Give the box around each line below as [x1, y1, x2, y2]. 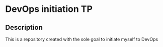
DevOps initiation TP [5, 3, 93, 15]
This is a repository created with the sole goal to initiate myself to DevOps [5, 36, 158, 42]
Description [5, 23, 43, 32]
